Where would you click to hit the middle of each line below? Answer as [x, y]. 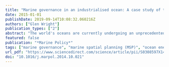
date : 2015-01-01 [23, 15]
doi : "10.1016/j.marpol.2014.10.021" [45, 57]
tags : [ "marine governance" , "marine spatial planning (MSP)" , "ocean [81, 47]
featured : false [22, 38]
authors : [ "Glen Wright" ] [32, 24]
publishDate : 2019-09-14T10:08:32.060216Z [50, 19]
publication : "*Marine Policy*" [39, 43]
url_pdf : [14, 52]
